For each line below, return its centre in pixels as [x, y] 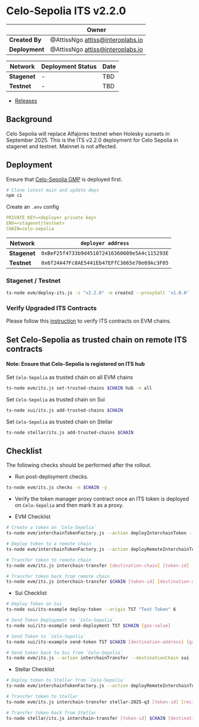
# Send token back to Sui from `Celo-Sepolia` [65, 653]
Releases [26, 101]
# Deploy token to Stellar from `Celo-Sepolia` [66, 680]
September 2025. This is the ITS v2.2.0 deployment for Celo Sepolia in [92, 140]
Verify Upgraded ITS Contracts [52, 308]
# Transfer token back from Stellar [51, 713]
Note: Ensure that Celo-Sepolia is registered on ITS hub [76, 364]
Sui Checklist [31, 593]
